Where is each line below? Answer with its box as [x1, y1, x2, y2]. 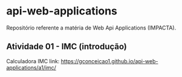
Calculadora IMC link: [6, 57, 60, 64]
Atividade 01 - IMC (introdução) [6, 42, 127, 52]
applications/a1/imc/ [6, 64, 56, 71]
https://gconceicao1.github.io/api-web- [60, 57, 158, 64]
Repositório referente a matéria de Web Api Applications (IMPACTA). [6, 24, 177, 31]
